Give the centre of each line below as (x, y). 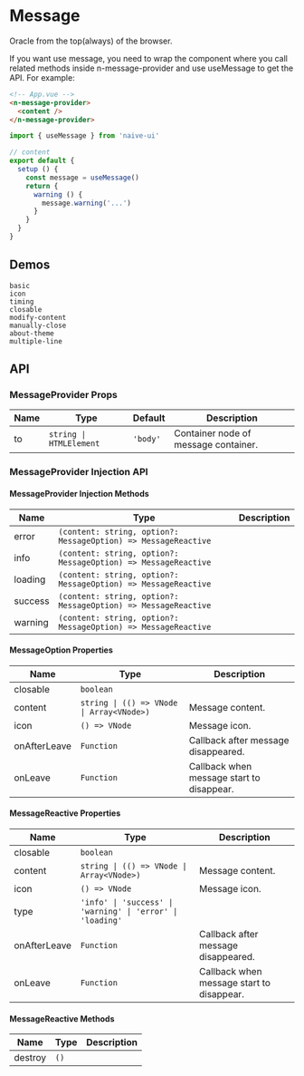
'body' (147, 439)
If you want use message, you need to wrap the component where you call (148, 58)
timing (22, 301)
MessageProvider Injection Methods (79, 493)
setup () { (38, 170)
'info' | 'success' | (127, 902)
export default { (42, 161)
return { (42, 186)
